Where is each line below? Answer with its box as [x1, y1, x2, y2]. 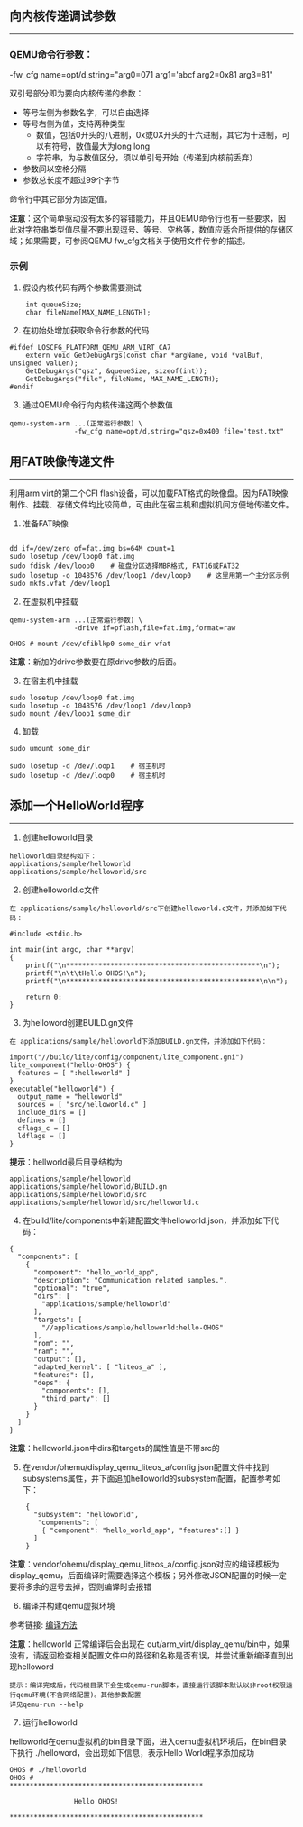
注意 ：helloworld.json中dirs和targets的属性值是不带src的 [9, 1443, 221, 1454]
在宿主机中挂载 [22, 675, 78, 687]
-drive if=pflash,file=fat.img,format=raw [73, 624, 236, 633]
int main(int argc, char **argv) [9, 945, 135, 955]
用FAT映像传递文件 [9, 453, 115, 469]
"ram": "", [32, 1347, 75, 1357]
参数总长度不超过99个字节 [22, 175, 120, 186]
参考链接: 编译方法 [9, 1620, 78, 1631]
